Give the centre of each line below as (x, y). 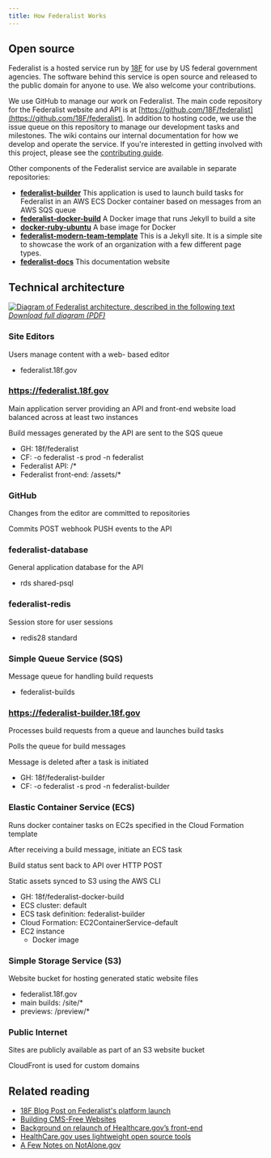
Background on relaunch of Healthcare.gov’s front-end (111, 1128)
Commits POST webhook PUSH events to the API (90, 529)
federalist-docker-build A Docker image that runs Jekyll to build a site (138, 219)
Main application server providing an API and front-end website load (122, 408)
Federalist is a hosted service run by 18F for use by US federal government (133, 68)
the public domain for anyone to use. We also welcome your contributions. (132, 85)
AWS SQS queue (48, 210)
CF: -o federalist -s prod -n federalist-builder (95, 787)
